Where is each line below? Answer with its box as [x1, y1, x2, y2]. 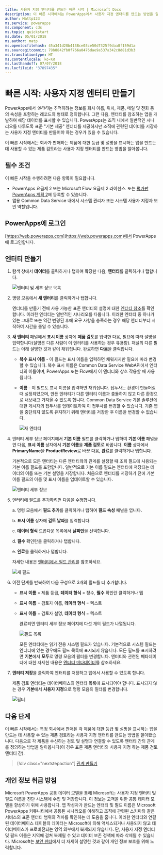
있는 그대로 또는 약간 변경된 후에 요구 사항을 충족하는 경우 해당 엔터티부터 [12, 317, 151, 323]
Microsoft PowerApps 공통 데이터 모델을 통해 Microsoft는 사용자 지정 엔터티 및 [5, 790, 156, 796]
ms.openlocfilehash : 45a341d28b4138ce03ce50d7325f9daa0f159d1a [5, 43, 136, 48]
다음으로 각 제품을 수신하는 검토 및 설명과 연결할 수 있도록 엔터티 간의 [15, 738, 146, 744]
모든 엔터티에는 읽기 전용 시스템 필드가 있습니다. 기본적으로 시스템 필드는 [19, 641, 157, 647]
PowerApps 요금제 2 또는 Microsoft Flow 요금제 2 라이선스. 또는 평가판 [12, 185, 149, 191]
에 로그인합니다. [5, 239, 35, 245]
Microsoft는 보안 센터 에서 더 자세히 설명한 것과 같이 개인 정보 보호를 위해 [11, 839, 149, 844]
